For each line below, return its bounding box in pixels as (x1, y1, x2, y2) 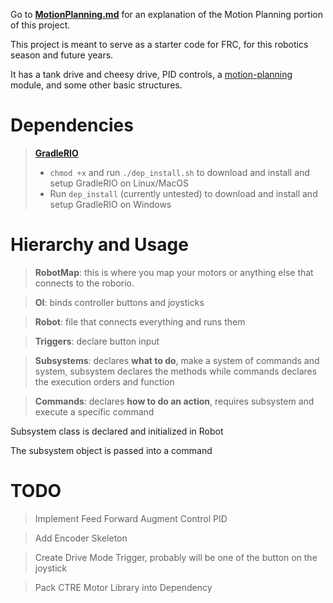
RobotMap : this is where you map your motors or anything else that (34, 266, 314, 278)
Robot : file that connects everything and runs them (34, 315, 246, 328)
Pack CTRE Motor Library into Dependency (34, 581, 213, 593)
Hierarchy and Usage (10, 234, 189, 256)
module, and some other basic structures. (10, 79, 183, 91)
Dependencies (10, 114, 134, 137)
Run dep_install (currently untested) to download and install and (49, 187, 318, 199)
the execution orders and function (34, 375, 175, 388)
